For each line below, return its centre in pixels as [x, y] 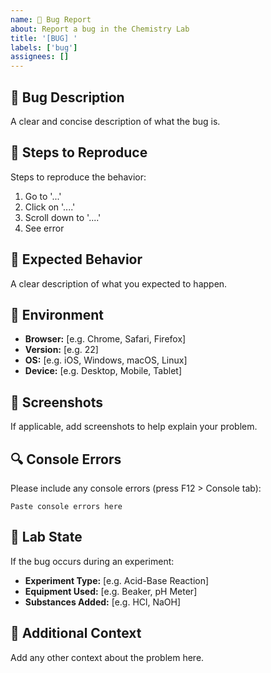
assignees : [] [40, 57]
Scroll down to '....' [63, 217]
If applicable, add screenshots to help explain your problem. [134, 427]
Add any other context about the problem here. [107, 657]
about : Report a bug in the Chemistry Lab [100, 29]
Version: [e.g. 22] [61, 350]
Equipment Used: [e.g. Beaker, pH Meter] [111, 591]
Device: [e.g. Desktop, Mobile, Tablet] [103, 371]
